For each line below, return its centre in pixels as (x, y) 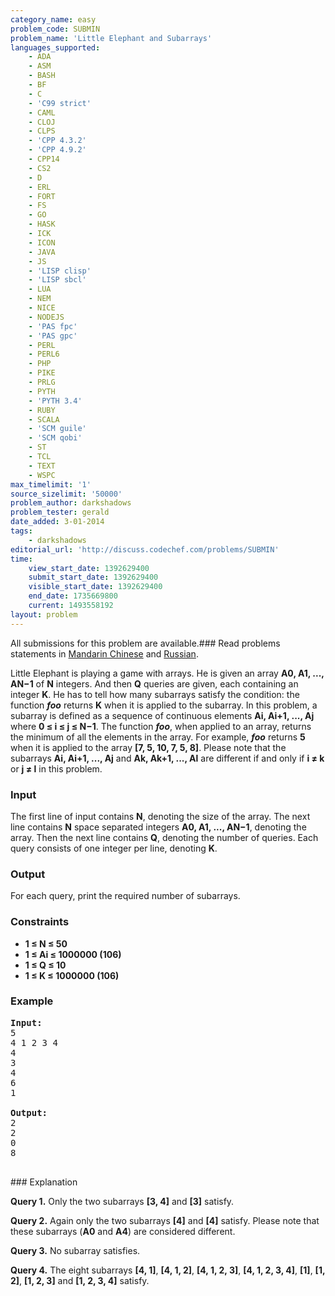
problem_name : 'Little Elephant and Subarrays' (111, 38)
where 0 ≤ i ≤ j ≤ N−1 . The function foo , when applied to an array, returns (161, 726)
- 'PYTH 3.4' (55, 401)
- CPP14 (44, 159)
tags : (21, 531)
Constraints (40, 922)
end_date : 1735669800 (73, 596)
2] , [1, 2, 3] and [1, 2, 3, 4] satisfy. (80, 1280)
